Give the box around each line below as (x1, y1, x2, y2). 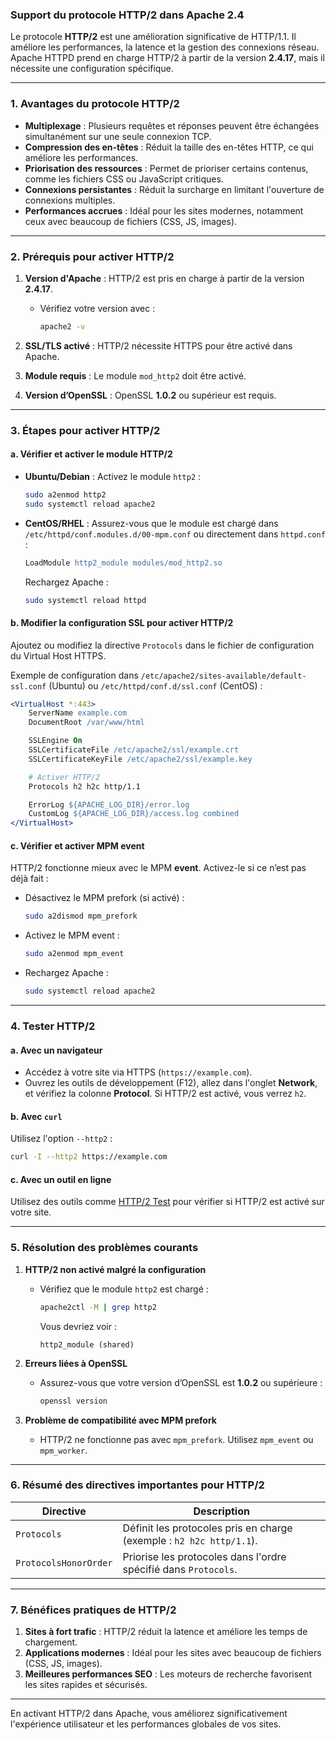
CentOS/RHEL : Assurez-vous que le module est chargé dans (24, 517, 279, 529)
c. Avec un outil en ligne (10, 1173, 112, 1185)
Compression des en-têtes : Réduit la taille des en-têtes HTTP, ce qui (24, 141, 314, 153)
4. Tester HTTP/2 (10, 1019, 96, 1033)
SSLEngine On (28, 736, 83, 746)
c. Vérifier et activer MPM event (10, 839, 145, 852)
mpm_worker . (39, 1444, 88, 1456)
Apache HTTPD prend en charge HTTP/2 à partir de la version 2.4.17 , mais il (10, 52, 325, 64)
